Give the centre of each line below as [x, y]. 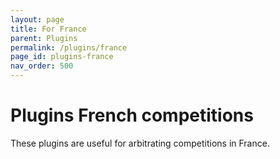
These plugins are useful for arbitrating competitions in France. [140, 143]
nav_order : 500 [42, 66]
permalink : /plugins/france [69, 47]
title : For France [48, 29]
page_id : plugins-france [62, 57]
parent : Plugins [44, 38]
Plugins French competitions [132, 115]
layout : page [37, 19]
